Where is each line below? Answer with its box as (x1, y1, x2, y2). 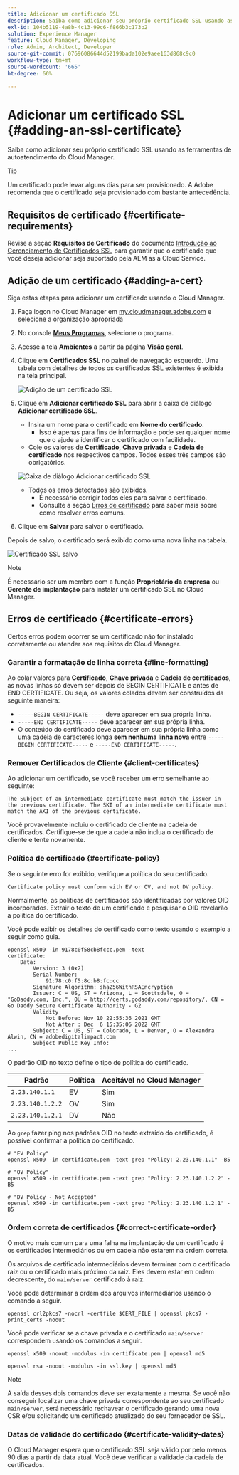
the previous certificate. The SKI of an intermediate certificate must (7, 802, 228, 809)
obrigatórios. (28, 458, 66, 467)
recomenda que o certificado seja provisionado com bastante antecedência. (7, 188, 231, 196)
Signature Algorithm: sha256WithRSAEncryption (33, 983, 174, 990)
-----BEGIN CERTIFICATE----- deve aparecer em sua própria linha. (17, 710, 212, 719)
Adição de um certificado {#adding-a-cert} (7, 275, 203, 287)
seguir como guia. (7, 932, 60, 940)
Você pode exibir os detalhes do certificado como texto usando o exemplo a (7, 925, 231, 933)
